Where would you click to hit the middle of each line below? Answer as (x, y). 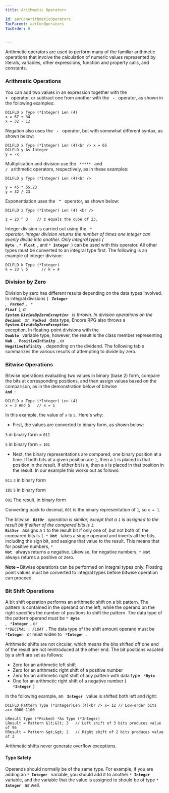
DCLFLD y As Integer (27, 150)
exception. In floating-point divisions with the (52, 330)
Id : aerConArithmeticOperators (38, 19)
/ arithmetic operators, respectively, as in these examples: (67, 169)
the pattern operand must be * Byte (42, 618)
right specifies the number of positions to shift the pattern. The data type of (84, 613)
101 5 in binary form (26, 490)
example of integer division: (34, 255)
